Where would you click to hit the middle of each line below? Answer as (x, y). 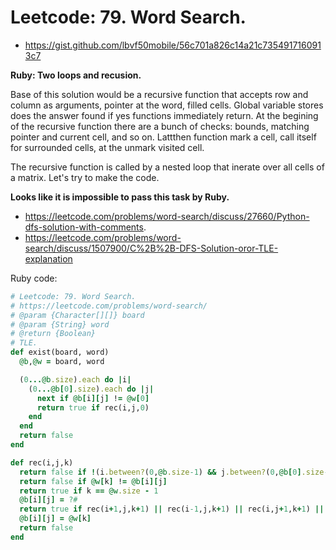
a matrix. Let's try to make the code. (85, 177)
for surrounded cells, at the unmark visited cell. (107, 147)
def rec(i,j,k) (42, 462)
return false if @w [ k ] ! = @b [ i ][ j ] (93, 481)
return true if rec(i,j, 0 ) (93, 407)
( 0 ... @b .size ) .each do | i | (75, 379)
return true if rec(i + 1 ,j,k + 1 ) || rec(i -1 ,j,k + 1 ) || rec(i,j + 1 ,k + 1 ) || (172, 509)
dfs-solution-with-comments (84, 227)
